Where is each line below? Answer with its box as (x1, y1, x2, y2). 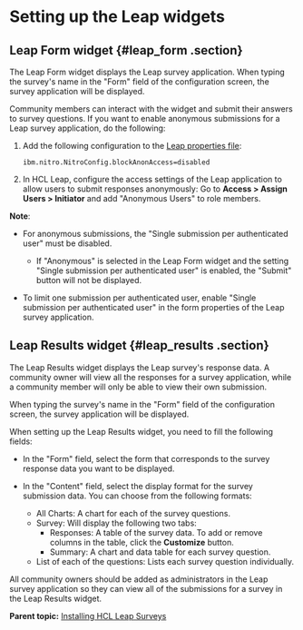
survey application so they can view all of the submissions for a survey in (9, 583, 283, 594)
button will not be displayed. (35, 275, 142, 285)
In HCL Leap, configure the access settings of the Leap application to (22, 174, 283, 184)
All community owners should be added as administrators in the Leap (9, 574, 269, 585)
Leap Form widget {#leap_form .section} (9, 43, 243, 58)
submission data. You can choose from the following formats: (22, 490, 252, 501)
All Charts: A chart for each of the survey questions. (35, 507, 231, 518)
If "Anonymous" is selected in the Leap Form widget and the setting (35, 256, 289, 266)
